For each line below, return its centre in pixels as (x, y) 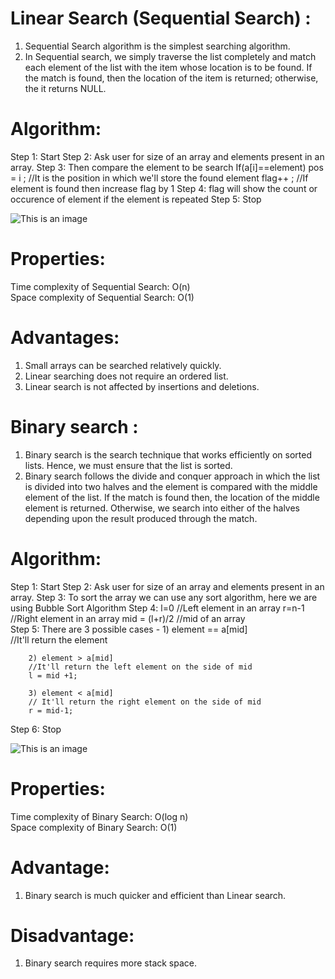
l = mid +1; (53, 675)
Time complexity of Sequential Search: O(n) (100, 286)
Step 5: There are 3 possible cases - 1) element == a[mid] (129, 629)
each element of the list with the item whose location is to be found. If (168, 67)
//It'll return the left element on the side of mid (140, 667)
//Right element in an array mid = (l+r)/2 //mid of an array (128, 618)
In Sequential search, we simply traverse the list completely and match (170, 56)
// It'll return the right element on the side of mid (145, 702)
